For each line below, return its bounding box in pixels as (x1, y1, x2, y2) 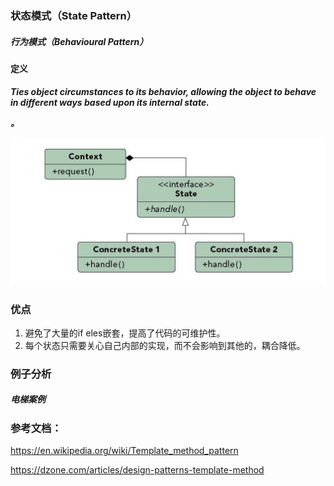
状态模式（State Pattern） (10, 8, 138, 22)
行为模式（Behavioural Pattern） (10, 35, 149, 47)
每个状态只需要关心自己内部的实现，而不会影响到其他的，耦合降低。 (24, 339, 306, 351)
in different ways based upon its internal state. (10, 96, 210, 108)
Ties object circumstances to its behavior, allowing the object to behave (10, 85, 317, 97)
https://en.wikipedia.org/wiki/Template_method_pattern (10, 445, 239, 457)
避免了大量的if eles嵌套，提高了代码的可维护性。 (24, 327, 226, 339)
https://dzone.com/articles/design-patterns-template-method (10, 464, 265, 476)
